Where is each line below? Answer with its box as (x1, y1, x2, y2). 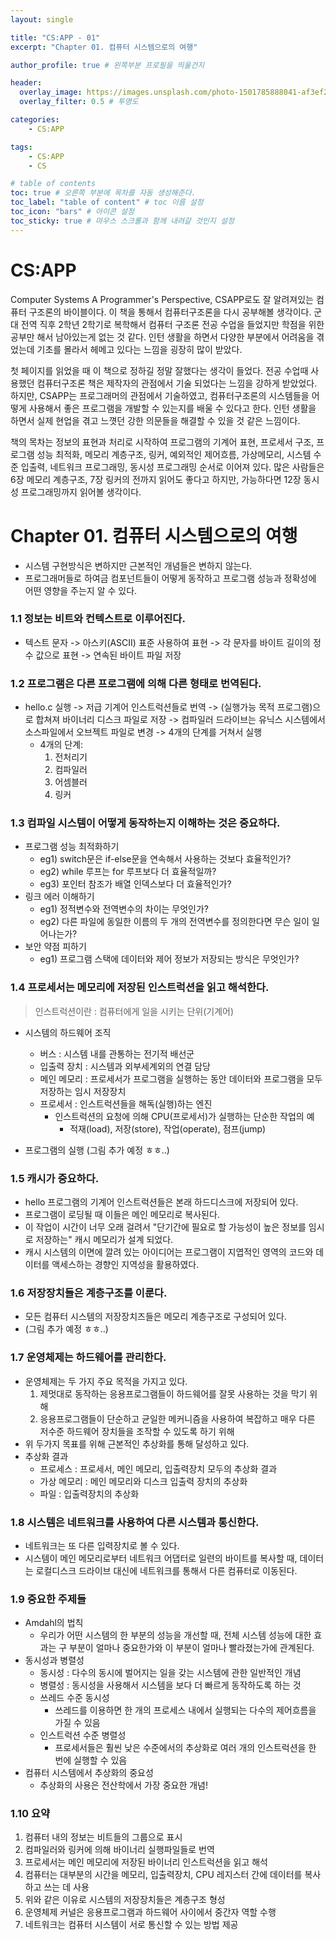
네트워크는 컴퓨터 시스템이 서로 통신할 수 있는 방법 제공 (24, 1919, 239, 1931)
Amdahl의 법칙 (24, 1617, 84, 1629)
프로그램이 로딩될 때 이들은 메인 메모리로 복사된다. (24, 1208, 220, 1220)
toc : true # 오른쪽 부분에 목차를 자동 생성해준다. (10, 188, 197, 198)
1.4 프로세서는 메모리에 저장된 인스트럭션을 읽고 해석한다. (10, 981, 270, 995)
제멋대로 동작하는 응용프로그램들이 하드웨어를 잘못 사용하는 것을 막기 (39, 1387, 308, 1400)
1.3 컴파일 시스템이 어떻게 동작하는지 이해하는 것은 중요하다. (10, 816, 281, 830)
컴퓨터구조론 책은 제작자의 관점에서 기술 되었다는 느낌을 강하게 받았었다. (36, 377, 318, 389)
